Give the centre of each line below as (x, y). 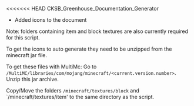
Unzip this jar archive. (32, 79)
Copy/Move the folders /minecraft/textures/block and (73, 90)
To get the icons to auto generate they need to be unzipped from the (89, 49)
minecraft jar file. (27, 55)
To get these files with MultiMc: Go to (51, 67)
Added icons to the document (51, 20)
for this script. (23, 37)
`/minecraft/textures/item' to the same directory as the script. (80, 97)
